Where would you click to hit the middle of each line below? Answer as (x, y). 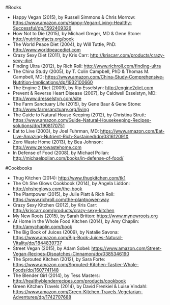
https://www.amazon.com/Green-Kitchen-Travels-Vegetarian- (78, 292)
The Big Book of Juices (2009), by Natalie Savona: (66, 232)
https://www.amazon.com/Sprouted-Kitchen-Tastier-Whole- (76, 264)
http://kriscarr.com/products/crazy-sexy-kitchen (63, 210)
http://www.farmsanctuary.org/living (51, 109)
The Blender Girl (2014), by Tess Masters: (56, 275)
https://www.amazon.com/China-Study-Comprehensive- (105, 77)
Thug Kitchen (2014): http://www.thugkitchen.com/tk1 (69, 178)
